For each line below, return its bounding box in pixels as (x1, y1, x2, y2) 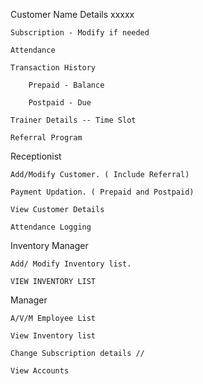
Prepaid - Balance (28, 80, 105, 90)
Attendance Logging (10, 222, 92, 232)
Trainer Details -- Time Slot (10, 115, 137, 125)
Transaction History (10, 63, 97, 73)
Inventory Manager (10, 240, 89, 251)
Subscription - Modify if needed (10, 28, 150, 38)
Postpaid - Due (28, 98, 92, 108)
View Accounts (10, 366, 70, 376)
